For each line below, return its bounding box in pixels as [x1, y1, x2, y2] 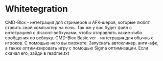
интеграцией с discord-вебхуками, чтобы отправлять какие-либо [5, 30, 142, 35]
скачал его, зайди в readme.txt [5, 50, 70, 56]
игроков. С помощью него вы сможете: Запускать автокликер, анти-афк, [5, 40, 159, 46]
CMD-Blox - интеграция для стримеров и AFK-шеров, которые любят [5, 19, 150, 25]
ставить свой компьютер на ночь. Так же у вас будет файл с [5, 24, 132, 30]
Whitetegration [5, 3, 68, 15]
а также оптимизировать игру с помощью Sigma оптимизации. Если [5, 45, 148, 51]
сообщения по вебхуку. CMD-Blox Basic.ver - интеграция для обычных [5, 35, 153, 41]
